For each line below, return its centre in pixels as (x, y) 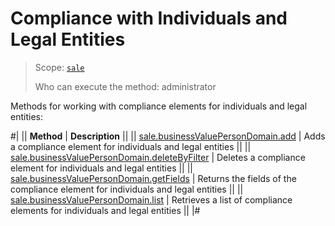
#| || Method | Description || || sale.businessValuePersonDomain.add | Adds (168, 136)
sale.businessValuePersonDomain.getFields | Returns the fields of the (153, 178)
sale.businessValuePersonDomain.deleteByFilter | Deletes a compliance (158, 157)
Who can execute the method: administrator (125, 86)
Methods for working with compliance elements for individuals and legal (159, 106)
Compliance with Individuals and (149, 18)
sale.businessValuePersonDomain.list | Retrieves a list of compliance (151, 199)
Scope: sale (59, 67)
